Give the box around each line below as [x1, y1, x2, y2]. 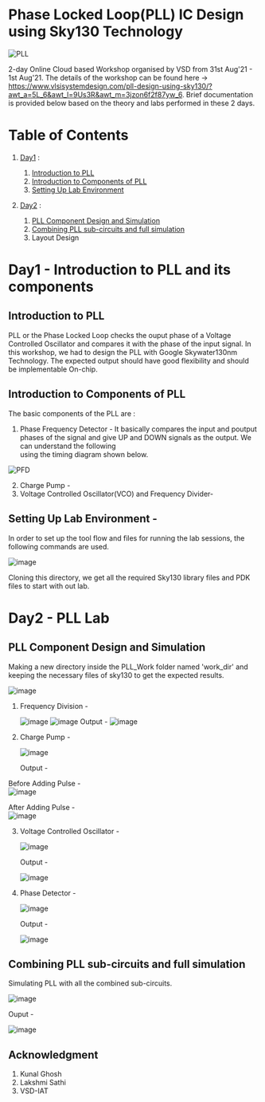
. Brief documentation [181, 89, 253, 99]
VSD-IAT [19, 1086, 49, 1096]
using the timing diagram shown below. [19, 449, 149, 459]
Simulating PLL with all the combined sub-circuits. [8, 978, 173, 988]
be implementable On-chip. [8, 364, 98, 374]
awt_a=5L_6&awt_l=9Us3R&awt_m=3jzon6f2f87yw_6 [8, 89, 183, 99]
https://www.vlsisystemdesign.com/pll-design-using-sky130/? [8, 81, 212, 91]
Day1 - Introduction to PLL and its [8, 261, 231, 279]
